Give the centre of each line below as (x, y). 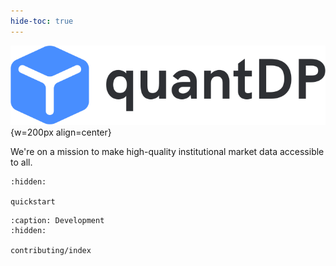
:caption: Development (57, 220)
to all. (21, 162)
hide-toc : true (42, 21)
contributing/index (51, 250)
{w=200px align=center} (61, 132)
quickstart (33, 201)
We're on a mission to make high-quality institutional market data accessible (167, 151)
